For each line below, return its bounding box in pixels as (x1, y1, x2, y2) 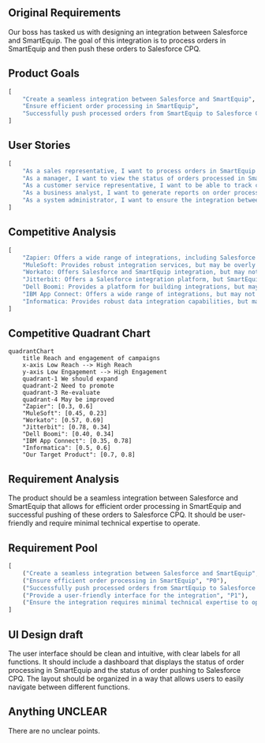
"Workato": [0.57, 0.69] (22, 417, 104, 425)
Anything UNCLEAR (8, 705, 108, 719)
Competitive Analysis (8, 225, 117, 239)
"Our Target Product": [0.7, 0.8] (22, 451, 136, 459)
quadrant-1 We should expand (22, 375, 118, 383)
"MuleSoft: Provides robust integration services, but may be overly (22, 261, 256, 269)
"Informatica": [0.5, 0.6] (22, 444, 111, 452)
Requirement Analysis (8, 472, 120, 485)
